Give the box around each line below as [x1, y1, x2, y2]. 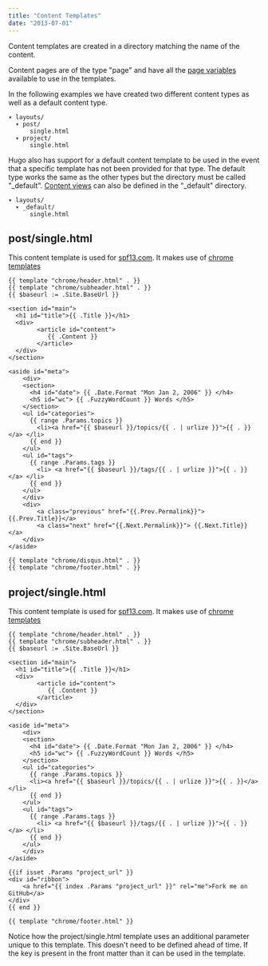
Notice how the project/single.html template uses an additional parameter [8, 932, 250, 941]
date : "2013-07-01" [8, 19, 73, 27]
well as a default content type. [8, 98, 108, 107]
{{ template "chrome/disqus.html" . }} [8, 557, 141, 565]
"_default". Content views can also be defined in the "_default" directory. [8, 181, 247, 190]
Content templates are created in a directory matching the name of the [8, 41, 240, 50]
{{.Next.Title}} [194, 521, 248, 530]
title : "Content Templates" [8, 11, 102, 20]
